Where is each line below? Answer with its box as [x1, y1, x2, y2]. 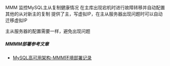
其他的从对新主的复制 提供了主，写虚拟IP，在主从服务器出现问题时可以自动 [5, 11, 163, 17]
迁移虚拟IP [5, 17, 28, 23]
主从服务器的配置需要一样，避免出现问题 [5, 28, 90, 34]
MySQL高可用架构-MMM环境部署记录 [12, 54, 92, 60]
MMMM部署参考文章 [5, 40, 50, 47]
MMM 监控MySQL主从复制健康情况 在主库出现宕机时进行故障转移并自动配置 [5, 5, 165, 10]
